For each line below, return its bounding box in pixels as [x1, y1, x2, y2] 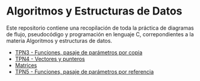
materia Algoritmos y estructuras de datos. [6, 37, 113, 44]
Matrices [14, 62, 37, 69]
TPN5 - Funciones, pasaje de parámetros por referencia [14, 68, 154, 75]
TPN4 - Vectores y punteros [14, 55, 86, 62]
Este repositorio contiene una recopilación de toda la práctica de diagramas [6, 24, 194, 31]
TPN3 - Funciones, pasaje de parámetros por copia [14, 48, 143, 56]
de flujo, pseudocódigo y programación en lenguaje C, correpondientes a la [6, 30, 194, 37]
